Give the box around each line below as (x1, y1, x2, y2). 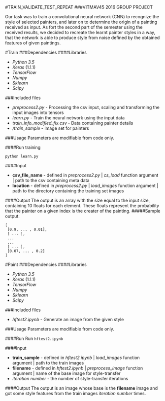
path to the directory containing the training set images (12, 188, 124, 194)
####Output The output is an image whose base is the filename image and (5, 385, 158, 391)
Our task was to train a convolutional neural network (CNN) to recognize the (5, 14, 160, 19)
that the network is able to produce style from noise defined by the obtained (5, 35, 160, 40)
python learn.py (5, 154, 38, 159)
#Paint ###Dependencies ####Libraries (5, 261, 87, 267)
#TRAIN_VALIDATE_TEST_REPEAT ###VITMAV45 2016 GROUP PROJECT (5, 4, 153, 10)
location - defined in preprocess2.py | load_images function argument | (12, 182, 159, 188)
